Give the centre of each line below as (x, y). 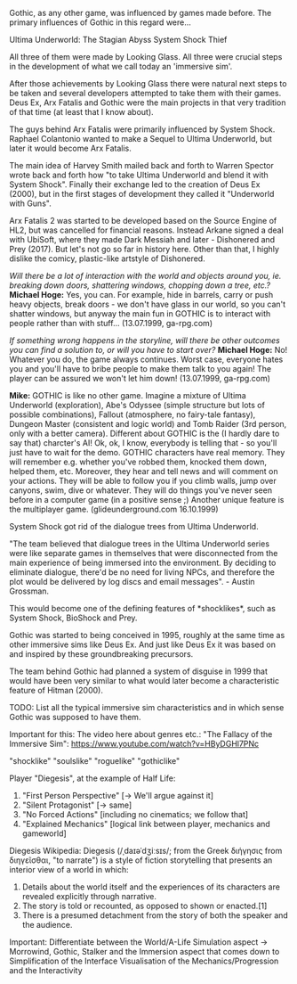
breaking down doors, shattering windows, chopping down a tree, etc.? (140, 285)
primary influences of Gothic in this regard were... (100, 22)
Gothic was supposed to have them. (75, 717)
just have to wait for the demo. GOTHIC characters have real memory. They (147, 452)
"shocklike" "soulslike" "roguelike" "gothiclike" (95, 761)
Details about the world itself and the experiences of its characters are (151, 887)
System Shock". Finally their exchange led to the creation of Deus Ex (135, 184)
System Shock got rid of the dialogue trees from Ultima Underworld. (134, 526)
